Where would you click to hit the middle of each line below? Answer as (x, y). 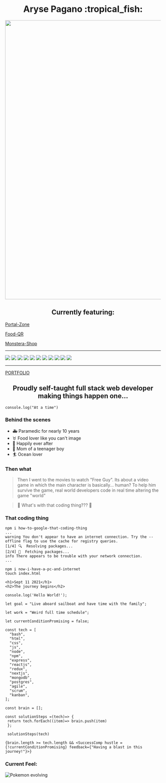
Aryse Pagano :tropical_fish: (83, 9)
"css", (16, 643)
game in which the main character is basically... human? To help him (87, 485)
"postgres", (22, 682)
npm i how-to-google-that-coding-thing (46, 528)
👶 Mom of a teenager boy (38, 449)
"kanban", (20, 695)
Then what (18, 469)
